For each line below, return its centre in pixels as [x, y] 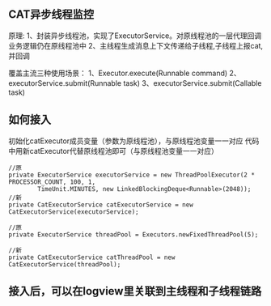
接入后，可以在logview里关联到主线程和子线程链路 [135, 291]
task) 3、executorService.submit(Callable [193, 83]
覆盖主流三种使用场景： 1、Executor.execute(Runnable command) [118, 73]
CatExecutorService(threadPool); [65, 264]
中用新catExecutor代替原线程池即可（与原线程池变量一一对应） [113, 151]
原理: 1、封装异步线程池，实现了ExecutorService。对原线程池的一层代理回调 [135, 36]
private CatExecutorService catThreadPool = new [92, 257]
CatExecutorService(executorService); [74, 212]
